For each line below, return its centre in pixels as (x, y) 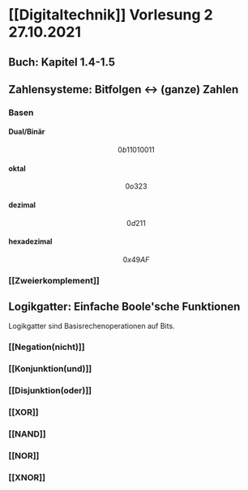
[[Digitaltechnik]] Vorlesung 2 (111, 15)
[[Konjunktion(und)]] (50, 369)
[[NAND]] (27, 434)
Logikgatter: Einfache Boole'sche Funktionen (124, 307)
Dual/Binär (27, 132)
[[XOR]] (24, 412)
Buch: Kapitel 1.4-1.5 (62, 62)
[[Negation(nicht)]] (47, 347)
